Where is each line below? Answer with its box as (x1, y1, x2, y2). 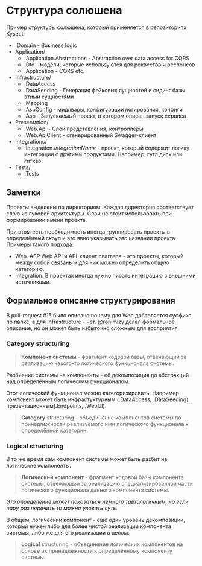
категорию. (14, 265, 45, 272)
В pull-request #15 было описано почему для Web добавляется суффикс (6, 311, 192, 319)
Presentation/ (14, 118, 49, 126)
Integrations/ (14, 138, 47, 145)
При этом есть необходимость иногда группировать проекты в (6, 227, 171, 235)
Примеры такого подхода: (6, 241, 74, 248)
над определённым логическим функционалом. (6, 378, 130, 385)
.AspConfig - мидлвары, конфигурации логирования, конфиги (24, 106, 183, 113)
